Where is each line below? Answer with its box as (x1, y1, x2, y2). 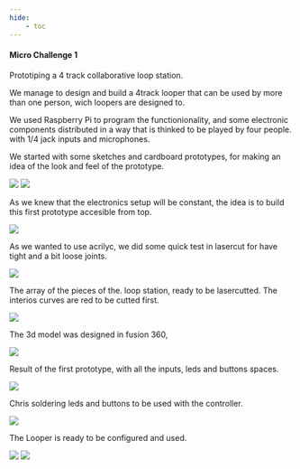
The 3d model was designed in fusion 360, (9, 329, 168, 340)
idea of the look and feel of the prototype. (9, 160, 165, 172)
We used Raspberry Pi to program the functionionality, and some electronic (9, 114, 289, 125)
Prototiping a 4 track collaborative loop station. (9, 70, 184, 80)
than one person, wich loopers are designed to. (9, 97, 186, 108)
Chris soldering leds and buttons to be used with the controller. (9, 398, 243, 408)
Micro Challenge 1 (9, 50, 78, 61)
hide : (9, 13, 30, 23)
